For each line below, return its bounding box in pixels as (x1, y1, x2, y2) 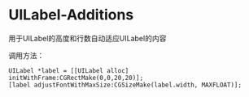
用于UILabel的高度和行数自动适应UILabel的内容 (8, 33, 167, 43)
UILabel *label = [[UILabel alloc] (8, 66, 129, 74)
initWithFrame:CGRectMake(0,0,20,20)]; (8, 74, 144, 82)
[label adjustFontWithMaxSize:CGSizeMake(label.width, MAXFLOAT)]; (8, 81, 242, 89)
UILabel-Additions (8, 6, 134, 24)
